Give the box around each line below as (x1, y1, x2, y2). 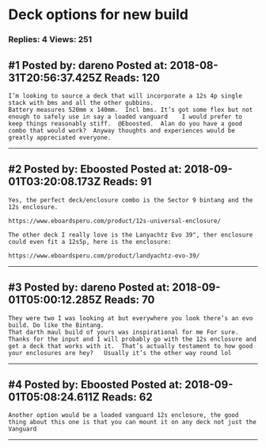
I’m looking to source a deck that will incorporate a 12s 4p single (8, 91, 243, 100)
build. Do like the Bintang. (8, 321, 104, 329)
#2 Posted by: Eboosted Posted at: (8, 163, 182, 176)
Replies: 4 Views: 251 (8, 34, 93, 45)
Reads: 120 (104, 71, 161, 84)
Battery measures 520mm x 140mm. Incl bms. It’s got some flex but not (8, 106, 253, 114)
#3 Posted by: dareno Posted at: (8, 280, 170, 295)
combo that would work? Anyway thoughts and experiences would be (8, 126, 236, 134)
